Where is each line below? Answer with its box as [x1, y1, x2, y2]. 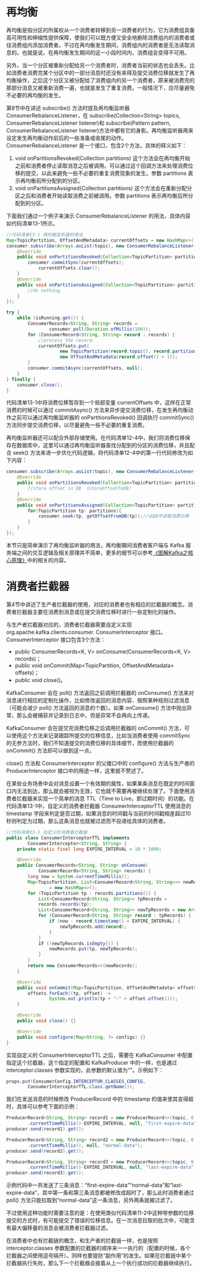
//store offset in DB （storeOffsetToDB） [28, 486, 133, 492]
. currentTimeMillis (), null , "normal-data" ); [28, 1143, 144, 1149]
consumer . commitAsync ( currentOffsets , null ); [28, 365, 144, 372]
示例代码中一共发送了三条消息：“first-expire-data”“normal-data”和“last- [6, 1181, 184, 1189]
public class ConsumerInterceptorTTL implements [6, 834, 130, 841]
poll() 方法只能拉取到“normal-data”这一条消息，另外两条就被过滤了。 [6, 1196, 176, 1204]
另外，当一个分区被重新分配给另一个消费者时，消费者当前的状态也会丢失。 [6, 61, 190, 69]
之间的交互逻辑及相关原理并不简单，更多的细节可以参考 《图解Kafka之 [16, 549, 188, 556]
